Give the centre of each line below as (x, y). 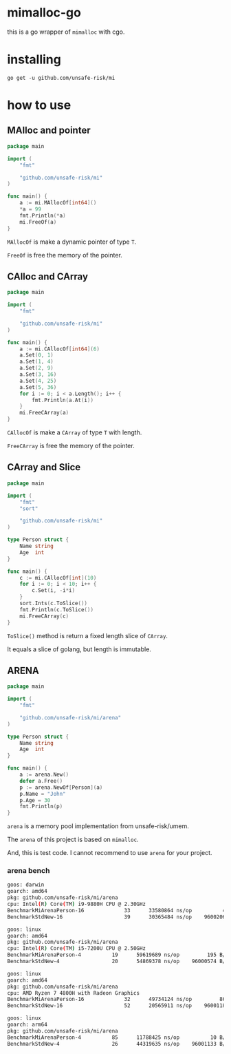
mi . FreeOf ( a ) (38, 222)
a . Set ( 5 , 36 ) (38, 387)
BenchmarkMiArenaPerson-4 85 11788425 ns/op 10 (112, 1037)
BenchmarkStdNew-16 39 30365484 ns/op (100, 917)
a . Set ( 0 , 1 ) (36, 355)
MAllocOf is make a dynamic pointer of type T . (72, 242)
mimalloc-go (44, 13)
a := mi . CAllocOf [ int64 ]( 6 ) (59, 349)
